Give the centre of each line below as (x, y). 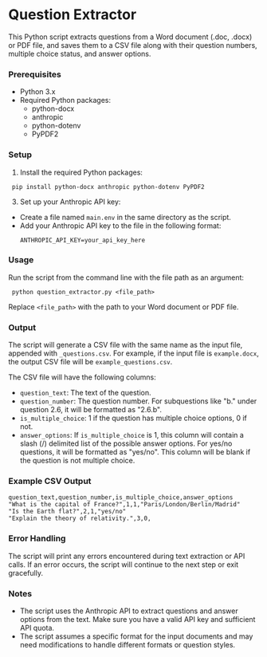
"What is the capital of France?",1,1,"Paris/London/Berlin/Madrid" (124, 505)
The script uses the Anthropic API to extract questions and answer (129, 611)
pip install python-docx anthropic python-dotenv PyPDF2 (108, 187)
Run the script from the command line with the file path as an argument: (126, 277)
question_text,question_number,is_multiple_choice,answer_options (121, 498)
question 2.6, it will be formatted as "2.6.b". (90, 410)
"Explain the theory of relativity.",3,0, (80, 519)
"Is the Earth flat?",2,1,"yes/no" (67, 512)
